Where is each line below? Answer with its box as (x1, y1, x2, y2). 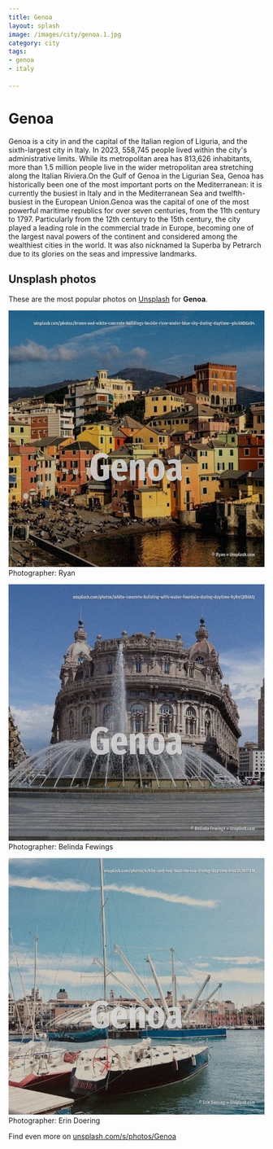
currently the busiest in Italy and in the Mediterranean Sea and (8, 188, 218, 198)
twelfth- (219, 188, 246, 198)
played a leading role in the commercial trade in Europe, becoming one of (8, 222, 254, 232)
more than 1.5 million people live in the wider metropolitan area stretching (8, 162, 253, 172)
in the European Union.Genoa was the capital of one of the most (34, 196, 249, 207)
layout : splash (8, 21, 60, 30)
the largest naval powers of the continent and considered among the (8, 231, 238, 241)
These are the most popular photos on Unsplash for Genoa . (8, 294, 209, 304)
